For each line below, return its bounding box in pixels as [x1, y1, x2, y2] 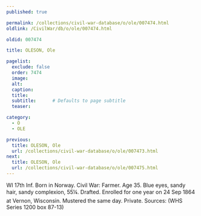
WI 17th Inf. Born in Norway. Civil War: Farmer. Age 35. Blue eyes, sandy [6, 181, 186, 189]
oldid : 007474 [6, 36, 42, 42]
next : [6, 154, 20, 160]
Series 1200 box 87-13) [6, 203, 64, 211]
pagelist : [6, 58, 31, 64]
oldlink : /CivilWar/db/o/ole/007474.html [6, 25, 113, 32]
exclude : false [12, 64, 50, 70]
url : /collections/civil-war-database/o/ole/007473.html [12, 148, 159, 154]
